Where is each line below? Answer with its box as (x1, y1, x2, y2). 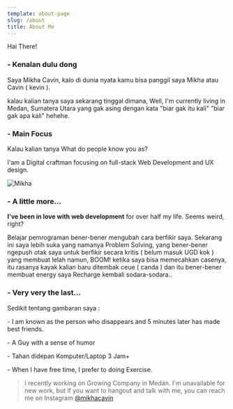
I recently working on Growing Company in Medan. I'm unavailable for (24, 378, 225, 387)
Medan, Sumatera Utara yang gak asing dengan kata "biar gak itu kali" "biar (7, 104, 225, 112)
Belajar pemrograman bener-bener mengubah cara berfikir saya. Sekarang (7, 233, 223, 241)
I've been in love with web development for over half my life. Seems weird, (7, 212, 225, 221)
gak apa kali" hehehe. (7, 111, 70, 119)
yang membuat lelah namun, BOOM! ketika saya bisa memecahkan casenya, (7, 255, 227, 264)
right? (7, 220, 24, 228)
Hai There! (7, 43, 38, 51)
